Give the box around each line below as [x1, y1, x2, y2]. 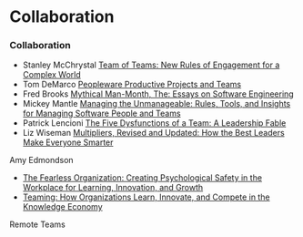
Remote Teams [9, 219, 66, 230]
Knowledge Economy [22, 201, 103, 212]
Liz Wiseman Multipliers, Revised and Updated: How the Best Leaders [22, 128, 285, 139]
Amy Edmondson [9, 155, 75, 166]
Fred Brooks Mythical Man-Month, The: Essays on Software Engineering [22, 88, 294, 99]
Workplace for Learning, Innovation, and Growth [22, 182, 204, 193]
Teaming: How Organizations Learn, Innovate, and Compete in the [22, 191, 270, 202]
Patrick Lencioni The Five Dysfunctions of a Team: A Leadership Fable [22, 118, 287, 129]
